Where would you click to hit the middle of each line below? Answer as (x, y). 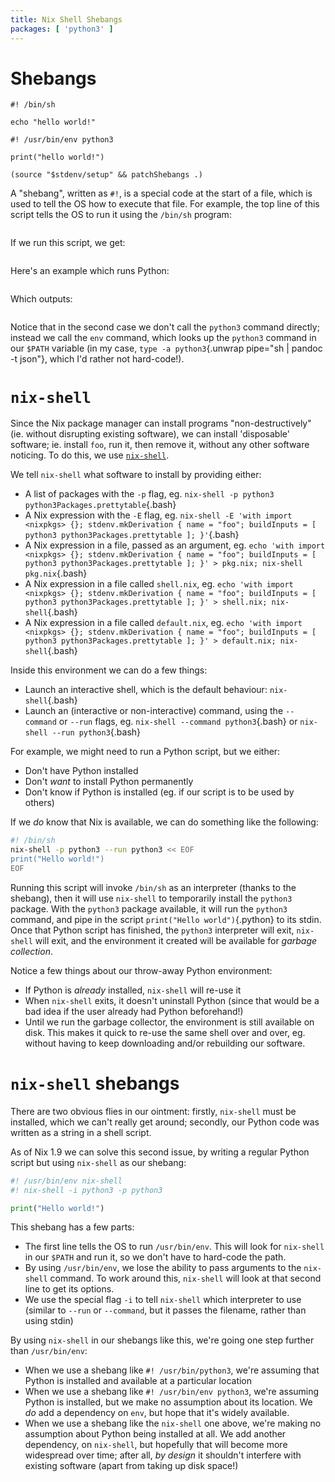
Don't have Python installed (81, 771)
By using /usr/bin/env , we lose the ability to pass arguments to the (163, 1268)
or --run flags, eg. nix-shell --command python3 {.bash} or (178, 722)
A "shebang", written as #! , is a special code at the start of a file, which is (161, 193)
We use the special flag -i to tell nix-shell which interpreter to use (163, 1300)
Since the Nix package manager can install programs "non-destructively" (161, 423)
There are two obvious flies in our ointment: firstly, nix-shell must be (153, 1111)
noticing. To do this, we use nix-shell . (90, 455)
